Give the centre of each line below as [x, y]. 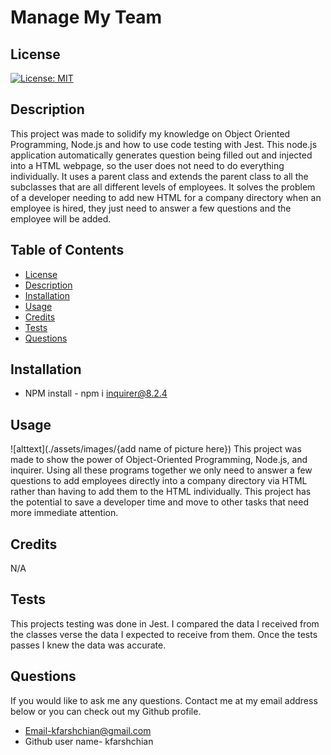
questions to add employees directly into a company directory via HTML [159, 481]
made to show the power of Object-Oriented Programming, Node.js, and [159, 460]
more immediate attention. [64, 513]
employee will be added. [61, 218]
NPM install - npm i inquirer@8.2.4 [96, 393]
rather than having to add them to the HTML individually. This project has [161, 492]
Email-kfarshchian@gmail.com [88, 730]
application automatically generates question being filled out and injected [161, 155]
